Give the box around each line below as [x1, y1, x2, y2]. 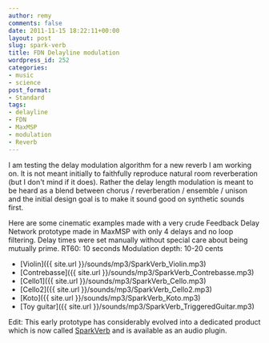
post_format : [8, 86, 52, 94]
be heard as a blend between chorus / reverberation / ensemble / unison [8, 185, 248, 195]
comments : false [8, 19, 62, 27]
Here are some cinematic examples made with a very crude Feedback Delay [8, 217, 260, 228]
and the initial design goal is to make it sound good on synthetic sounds [8, 193, 245, 204]
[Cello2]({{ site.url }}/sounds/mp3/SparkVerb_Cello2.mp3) [19, 285, 212, 294]
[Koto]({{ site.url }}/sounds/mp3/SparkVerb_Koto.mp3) [19, 293, 201, 302]
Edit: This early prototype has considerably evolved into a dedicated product [8, 317, 261, 326]
